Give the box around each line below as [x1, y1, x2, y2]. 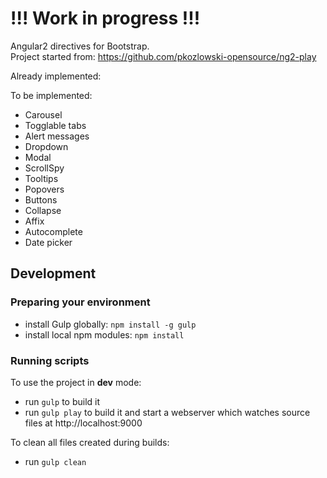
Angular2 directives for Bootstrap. [10, 40, 150, 52]
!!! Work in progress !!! [10, 7, 201, 30]
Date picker [24, 236, 73, 248]
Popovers [24, 183, 65, 195]
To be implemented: [10, 89, 93, 101]
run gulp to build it [24, 395, 101, 407]
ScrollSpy [24, 162, 65, 174]
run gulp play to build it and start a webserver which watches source [24, 406, 311, 418]
